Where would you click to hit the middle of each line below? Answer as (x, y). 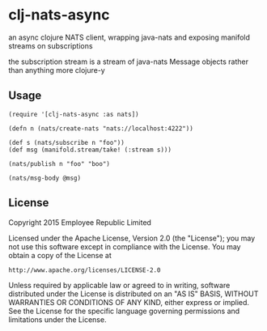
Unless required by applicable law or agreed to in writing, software (119, 285)
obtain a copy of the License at (60, 255)
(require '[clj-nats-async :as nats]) (74, 114)
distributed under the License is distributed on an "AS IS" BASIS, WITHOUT (133, 294)
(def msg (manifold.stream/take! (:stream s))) (90, 150)
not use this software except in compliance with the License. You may (125, 246)
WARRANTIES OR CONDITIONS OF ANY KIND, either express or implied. (129, 302)
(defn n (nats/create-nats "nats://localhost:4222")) (101, 128)
